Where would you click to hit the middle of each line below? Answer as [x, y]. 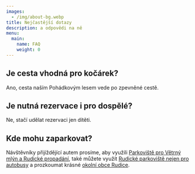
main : [18, 39]
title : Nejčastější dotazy [39, 22]
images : [16, 11]
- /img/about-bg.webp [38, 17]
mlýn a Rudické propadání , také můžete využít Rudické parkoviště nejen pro [97, 159]
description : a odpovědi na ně [44, 28]
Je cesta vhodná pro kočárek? [62, 74]
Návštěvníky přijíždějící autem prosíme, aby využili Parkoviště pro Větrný [94, 152]
